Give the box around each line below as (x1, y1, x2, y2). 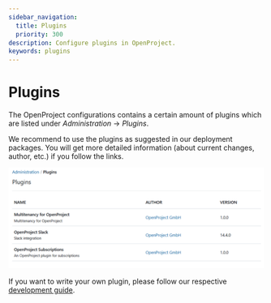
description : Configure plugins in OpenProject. (8, 39, 176, 47)
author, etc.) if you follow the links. (8, 151, 124, 161)
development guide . (8, 284, 75, 295)
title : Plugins (15, 21, 67, 30)
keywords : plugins (8, 47, 71, 56)
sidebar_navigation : (8, 13, 79, 21)
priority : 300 (15, 30, 63, 38)
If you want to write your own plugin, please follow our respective (8, 276, 227, 286)
